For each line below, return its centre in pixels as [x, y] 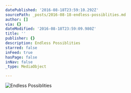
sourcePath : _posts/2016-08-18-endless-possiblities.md [65, 15]
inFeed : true [19, 52]
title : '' [16, 34]
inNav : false [19, 62]
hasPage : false [21, 57]
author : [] [17, 19]
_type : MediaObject [26, 67]
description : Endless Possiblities [43, 43]
